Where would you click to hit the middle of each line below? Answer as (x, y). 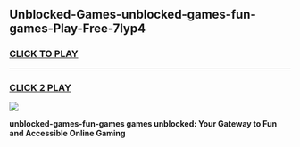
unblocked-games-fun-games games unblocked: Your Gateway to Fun (143, 123)
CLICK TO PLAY (44, 54)
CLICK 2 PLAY (40, 87)
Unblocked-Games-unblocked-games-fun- (133, 15)
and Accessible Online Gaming (67, 133)
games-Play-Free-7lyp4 (77, 29)
